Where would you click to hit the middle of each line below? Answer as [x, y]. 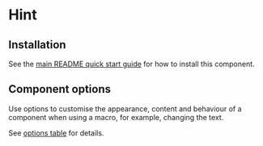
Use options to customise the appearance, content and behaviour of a [125, 108]
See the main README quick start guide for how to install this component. [131, 64]
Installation [37, 45]
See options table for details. [56, 133]
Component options [60, 89]
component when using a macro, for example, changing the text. [116, 117]
